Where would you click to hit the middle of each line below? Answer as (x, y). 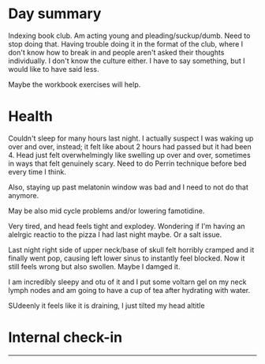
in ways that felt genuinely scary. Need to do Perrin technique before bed (127, 163)
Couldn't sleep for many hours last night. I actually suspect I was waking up (131, 138)
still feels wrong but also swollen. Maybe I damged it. (94, 266)
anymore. (24, 195)
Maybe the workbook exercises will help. (75, 84)
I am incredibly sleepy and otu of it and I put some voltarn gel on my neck (127, 282)
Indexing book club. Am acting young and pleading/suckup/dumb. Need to (129, 36)
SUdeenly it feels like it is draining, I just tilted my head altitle (106, 306)
